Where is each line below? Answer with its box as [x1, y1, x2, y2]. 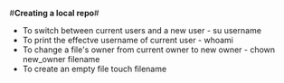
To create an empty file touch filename [22, 63, 167, 74]
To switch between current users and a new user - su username [22, 25, 262, 35]
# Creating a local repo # [9, 8, 99, 18]
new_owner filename [22, 54, 100, 64]
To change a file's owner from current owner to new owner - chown [22, 44, 276, 55]
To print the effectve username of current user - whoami [22, 35, 233, 45]
